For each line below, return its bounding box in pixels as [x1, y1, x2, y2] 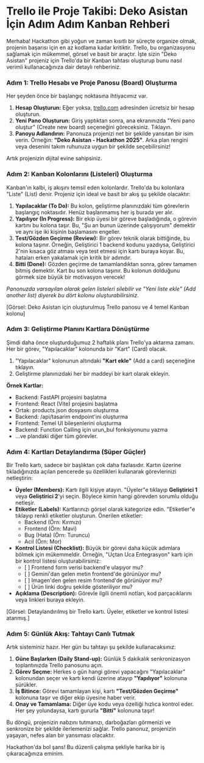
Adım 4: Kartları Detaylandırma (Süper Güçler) [6, 448, 146, 456]
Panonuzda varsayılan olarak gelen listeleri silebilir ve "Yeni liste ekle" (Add [6, 285, 196, 292]
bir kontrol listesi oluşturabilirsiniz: [15, 557, 101, 564]
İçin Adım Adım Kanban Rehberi [6, 17, 171, 31]
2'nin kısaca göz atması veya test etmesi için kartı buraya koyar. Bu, [15, 247, 185, 255]
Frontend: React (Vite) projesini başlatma [15, 400, 118, 407]
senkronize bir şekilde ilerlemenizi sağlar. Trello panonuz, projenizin [6, 725, 177, 733]
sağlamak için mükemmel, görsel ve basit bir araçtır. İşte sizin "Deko [6, 50, 177, 57]
